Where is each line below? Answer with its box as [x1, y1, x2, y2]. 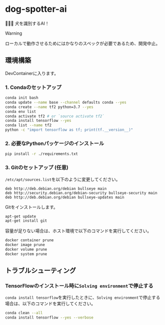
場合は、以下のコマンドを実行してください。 [5, 301, 96, 307]
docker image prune [5, 243, 45, 248]
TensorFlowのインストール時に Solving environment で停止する [5, 283, 154, 289]
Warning [5, 30, 22, 36]
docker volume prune [5, 247, 48, 252]
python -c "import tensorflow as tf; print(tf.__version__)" [5, 127, 133, 133]
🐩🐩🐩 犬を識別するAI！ [5, 20, 49, 26]
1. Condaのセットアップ [5, 84, 62, 91]
